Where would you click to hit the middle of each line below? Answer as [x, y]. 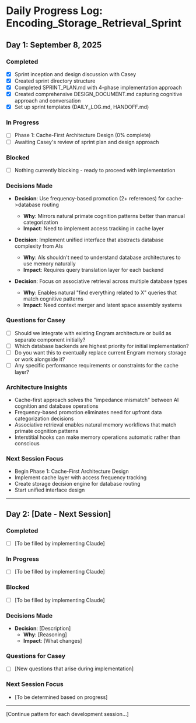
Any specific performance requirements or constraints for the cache [97, 365]
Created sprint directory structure [55, 81]
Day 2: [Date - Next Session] [59, 514]
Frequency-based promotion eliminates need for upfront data [88, 412]
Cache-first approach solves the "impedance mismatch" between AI [97, 400]
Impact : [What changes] [52, 641]
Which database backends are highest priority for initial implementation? [101, 346]
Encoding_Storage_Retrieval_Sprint [94, 23]
